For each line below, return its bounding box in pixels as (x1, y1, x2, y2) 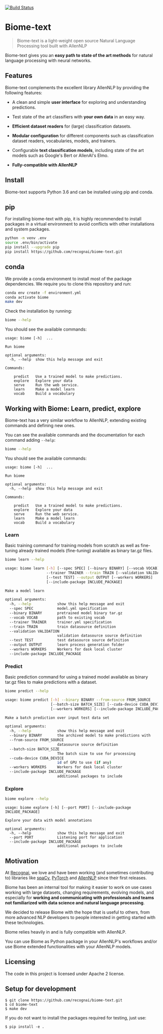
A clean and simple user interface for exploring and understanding (12, 99, 147, 105)
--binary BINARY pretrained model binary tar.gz (9, 611, 123, 616)
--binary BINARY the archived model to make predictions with (9, 733, 151, 738)
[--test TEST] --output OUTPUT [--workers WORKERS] (46, 575, 153, 580)
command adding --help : (5, 437, 56, 443)
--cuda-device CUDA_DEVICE (9, 755, 64, 761)
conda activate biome (5, 295, 49, 300)
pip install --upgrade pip (5, 245, 60, 250)
